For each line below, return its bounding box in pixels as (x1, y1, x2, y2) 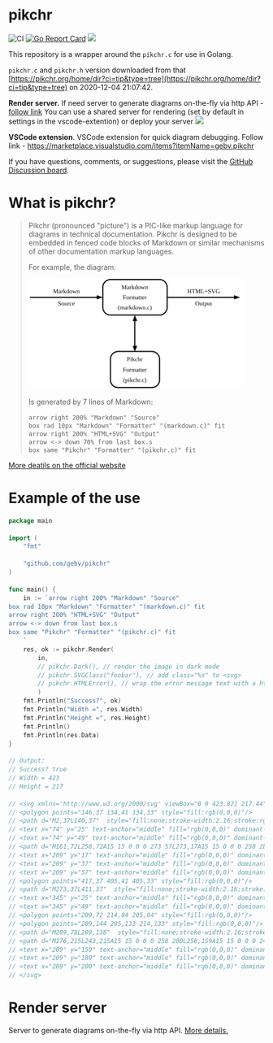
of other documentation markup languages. (28, 246, 175, 256)
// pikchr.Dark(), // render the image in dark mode (37, 663, 220, 671)
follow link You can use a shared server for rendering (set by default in (8, 106, 245, 116)
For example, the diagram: (28, 262, 116, 272)
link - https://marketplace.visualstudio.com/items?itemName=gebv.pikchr (8, 141, 254, 150)
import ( (8, 534, 38, 542)
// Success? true (8, 766, 67, 774)
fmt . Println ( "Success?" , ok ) (23, 697, 122, 705)
